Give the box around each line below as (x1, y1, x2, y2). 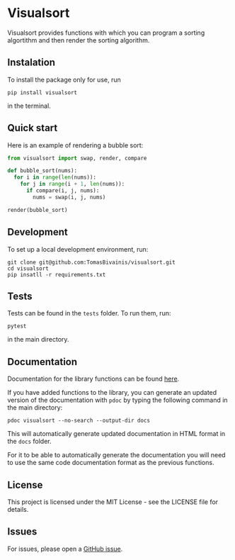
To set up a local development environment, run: (7, 245, 149, 253)
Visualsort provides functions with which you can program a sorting (7, 28, 205, 37)
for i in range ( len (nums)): (13, 174, 97, 181)
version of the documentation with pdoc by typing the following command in (7, 396, 228, 405)
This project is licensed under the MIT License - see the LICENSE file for (7, 498, 218, 506)
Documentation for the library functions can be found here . (7, 374, 180, 383)
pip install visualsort (7, 89, 78, 96)
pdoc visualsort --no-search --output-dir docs (7, 417, 151, 425)
